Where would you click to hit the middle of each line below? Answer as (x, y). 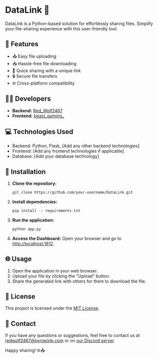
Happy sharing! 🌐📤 (25, 350)
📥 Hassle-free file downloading (44, 64)
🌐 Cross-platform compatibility (43, 83)
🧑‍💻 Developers (28, 99)
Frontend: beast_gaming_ (38, 116)
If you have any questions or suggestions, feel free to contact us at (73, 336)
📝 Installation (25, 171)
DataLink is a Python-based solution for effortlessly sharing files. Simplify (79, 23)
